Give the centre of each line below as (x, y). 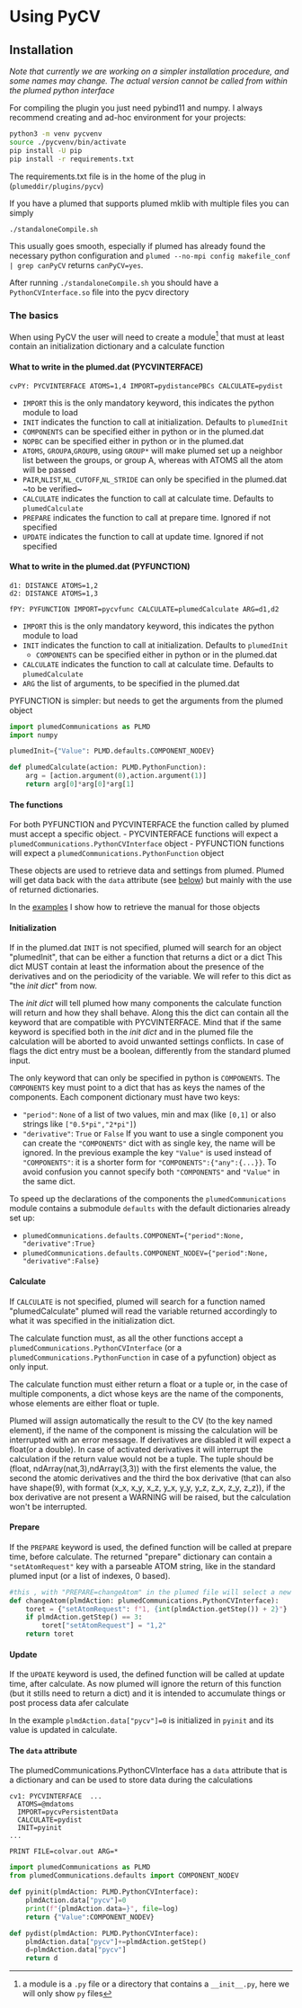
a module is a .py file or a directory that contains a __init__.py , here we (156, 1984)
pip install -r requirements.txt (72, 159)
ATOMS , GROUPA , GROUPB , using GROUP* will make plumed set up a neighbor (152, 451)
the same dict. (49, 1182)
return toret (50, 1634)
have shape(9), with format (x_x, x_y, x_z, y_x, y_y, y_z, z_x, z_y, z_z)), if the (147, 1487)
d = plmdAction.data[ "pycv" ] (76, 1950)
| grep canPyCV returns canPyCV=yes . (76, 265)
